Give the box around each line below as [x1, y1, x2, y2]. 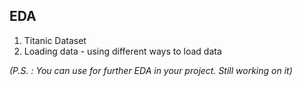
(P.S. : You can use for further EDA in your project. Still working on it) [9, 64, 293, 76]
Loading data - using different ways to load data [23, 45, 222, 57]
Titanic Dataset [23, 34, 87, 46]
